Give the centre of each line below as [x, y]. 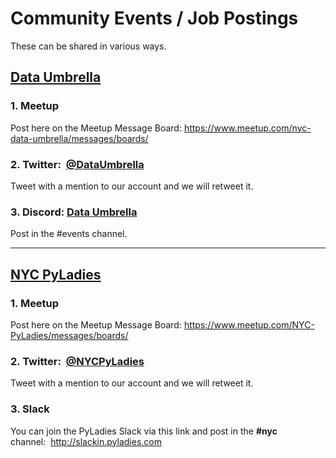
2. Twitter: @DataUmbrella [77, 164]
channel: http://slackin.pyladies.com [86, 441]
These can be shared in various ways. [88, 46]
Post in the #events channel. [69, 234]
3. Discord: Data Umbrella [74, 212]
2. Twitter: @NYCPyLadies [77, 361]
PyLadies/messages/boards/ [69, 335]
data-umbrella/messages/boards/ [79, 138]
